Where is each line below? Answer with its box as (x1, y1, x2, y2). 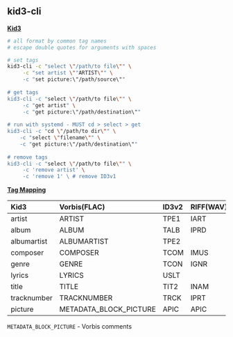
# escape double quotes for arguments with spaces (7, 44, 157, 51)
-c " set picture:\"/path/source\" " (22, 76, 126, 83)
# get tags (7, 88, 39, 96)
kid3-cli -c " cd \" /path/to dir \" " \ (7, 128, 116, 135)
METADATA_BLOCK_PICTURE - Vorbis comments (7, 322, 132, 331)
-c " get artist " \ (22, 102, 76, 109)
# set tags (7, 56, 39, 63)
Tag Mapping (7, 186, 46, 194)
